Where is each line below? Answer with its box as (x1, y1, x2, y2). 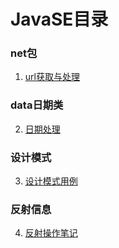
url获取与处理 (24, 71, 80, 83)
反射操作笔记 (24, 227, 78, 239)
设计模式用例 (24, 175, 78, 187)
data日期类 (10, 98, 64, 112)
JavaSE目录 (10, 8, 109, 31)
